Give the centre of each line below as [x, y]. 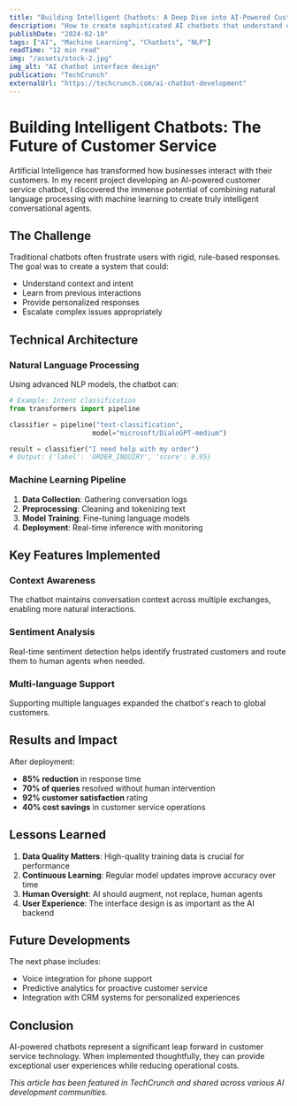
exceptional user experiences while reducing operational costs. [125, 1066]
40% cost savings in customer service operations [114, 807]
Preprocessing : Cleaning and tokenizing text [103, 508]
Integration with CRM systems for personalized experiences [131, 998]
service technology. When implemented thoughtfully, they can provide [137, 1056]
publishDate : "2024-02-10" [59, 34]
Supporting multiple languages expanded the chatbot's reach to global [138, 703]
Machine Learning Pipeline [68, 480]
